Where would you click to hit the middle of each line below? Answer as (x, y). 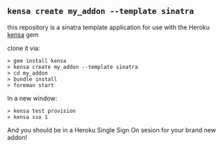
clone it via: (24, 48)
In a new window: (32, 98)
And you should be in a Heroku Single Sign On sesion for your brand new (112, 130)
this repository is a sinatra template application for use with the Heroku (109, 27)
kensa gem (23, 34)
